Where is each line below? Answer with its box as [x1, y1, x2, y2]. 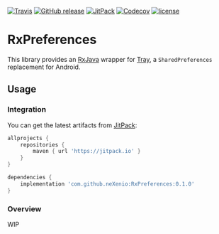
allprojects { [7, 134, 50, 142]
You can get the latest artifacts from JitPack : [7, 121, 137, 129]
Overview [7, 203, 42, 213]
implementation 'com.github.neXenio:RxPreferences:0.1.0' [20, 180, 195, 188]
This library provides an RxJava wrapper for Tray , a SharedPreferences [7, 55, 213, 63]
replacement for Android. [7, 63, 81, 71]
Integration [7, 105, 47, 115]
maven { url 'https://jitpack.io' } [33, 148, 141, 155]
